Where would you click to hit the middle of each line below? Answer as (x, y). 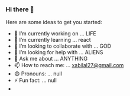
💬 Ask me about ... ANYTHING (51, 59)
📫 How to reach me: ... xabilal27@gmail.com (69, 65)
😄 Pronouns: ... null (38, 74)
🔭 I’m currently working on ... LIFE (55, 34)
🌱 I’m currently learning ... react (52, 40)
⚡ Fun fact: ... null (35, 80)
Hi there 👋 (20, 9)
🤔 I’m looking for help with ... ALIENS (58, 52)
